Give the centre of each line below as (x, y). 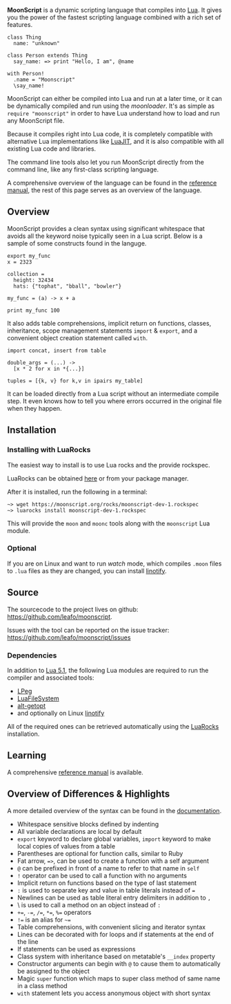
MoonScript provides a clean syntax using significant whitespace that (106, 228)
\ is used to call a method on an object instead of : (89, 904)
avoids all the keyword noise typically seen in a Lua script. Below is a (105, 236)
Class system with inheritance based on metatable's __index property (116, 956)
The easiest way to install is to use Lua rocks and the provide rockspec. (109, 465)
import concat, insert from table (57, 351)
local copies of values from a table (66, 846)
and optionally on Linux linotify (61, 713)
